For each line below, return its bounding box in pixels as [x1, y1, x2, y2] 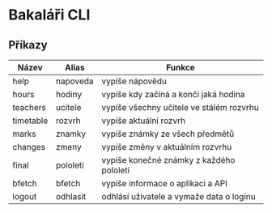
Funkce [165, 62, 196, 73]
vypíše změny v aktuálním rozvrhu [101, 142, 232, 152]
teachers [12, 102, 46, 113]
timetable [12, 115, 49, 126]
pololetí [101, 164, 130, 176]
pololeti [55, 160, 84, 171]
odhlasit [55, 191, 87, 202]
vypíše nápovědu [101, 75, 168, 87]
